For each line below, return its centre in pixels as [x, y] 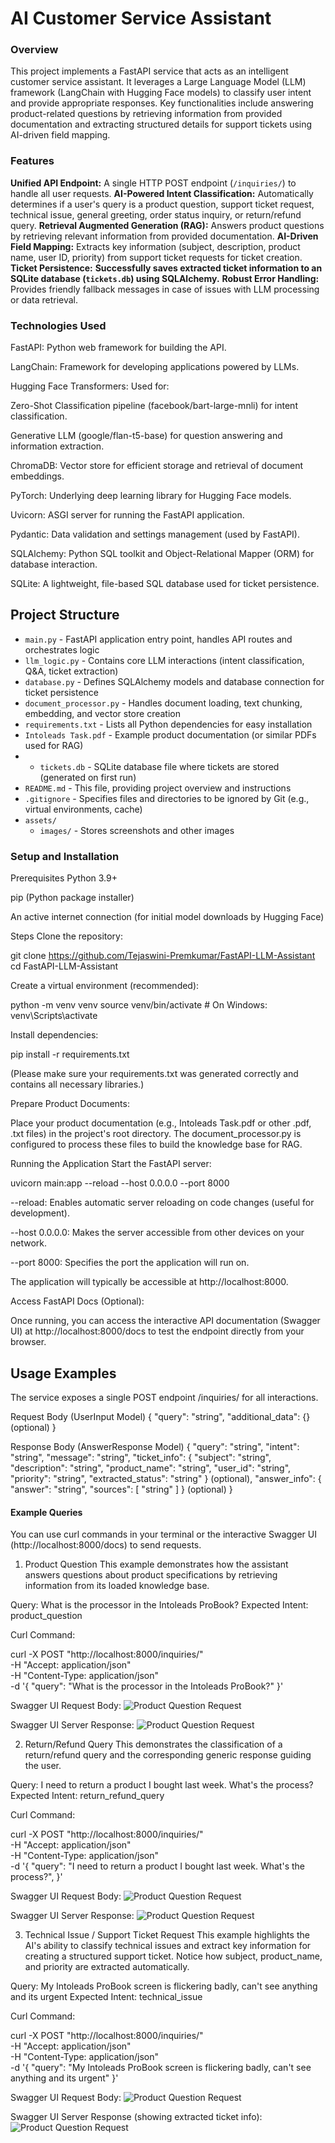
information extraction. [57, 446]
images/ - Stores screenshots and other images [137, 830]
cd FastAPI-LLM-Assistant [64, 966]
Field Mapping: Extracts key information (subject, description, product [155, 246]
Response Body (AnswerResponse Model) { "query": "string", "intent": [155, 1446]
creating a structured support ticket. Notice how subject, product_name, [173, 1956]
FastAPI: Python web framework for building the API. [118, 348]
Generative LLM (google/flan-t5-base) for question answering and [146, 436]
